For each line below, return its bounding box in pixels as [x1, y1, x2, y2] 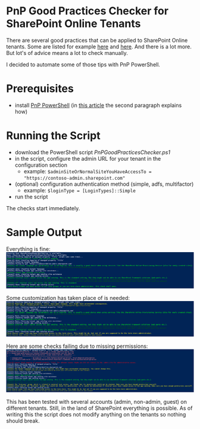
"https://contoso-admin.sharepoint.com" [23, 175, 126, 181]
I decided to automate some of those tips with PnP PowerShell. [6, 61, 161, 68]
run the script [14, 193, 48, 200]
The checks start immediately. [6, 204, 80, 212]
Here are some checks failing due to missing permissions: [6, 342, 148, 350]
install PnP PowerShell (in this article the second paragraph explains [14, 102, 182, 109]
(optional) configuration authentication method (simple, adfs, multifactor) [14, 180, 194, 188]
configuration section [14, 161, 67, 168]
